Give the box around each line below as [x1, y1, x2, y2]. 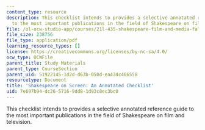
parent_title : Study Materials [6, 60, 86, 66]
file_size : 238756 [6, 32, 53, 38]
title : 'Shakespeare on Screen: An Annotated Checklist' [6, 83, 154, 89]
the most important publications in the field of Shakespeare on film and [6, 111, 185, 119]
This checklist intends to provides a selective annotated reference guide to [6, 105, 194, 112]
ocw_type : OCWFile [6, 54, 53, 60]
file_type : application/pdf [6, 37, 78, 43]
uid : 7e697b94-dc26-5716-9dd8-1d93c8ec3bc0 [6, 88, 119, 95]
